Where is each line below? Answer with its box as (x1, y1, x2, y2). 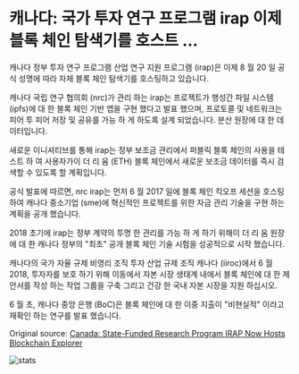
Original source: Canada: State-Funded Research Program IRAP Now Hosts (9, 327, 286, 338)
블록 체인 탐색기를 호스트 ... (9, 30, 198, 51)
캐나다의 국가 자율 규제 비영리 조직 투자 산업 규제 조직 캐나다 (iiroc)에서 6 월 (9, 257, 273, 268)
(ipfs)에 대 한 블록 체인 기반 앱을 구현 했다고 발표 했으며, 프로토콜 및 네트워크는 (9, 103, 283, 114)
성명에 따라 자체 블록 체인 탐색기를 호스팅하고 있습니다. (18, 72, 210, 83)
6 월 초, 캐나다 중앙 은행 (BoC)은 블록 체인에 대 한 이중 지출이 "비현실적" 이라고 (9, 299, 285, 310)
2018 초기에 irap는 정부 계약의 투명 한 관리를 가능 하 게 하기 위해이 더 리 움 (9, 227, 269, 238)
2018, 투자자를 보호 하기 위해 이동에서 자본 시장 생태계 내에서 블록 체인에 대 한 (9, 268, 281, 279)
